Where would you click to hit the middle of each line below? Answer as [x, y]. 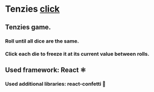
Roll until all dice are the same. [42, 41]
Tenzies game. [28, 27]
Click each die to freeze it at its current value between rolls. [77, 54]
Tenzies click [32, 9]
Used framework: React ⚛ [46, 70]
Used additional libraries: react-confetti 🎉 [55, 84]
